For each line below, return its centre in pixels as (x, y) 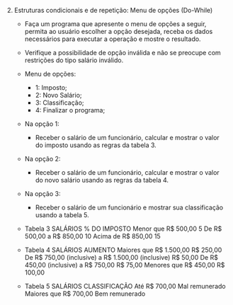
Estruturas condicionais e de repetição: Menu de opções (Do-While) (113, 10)
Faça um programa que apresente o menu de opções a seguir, (115, 24)
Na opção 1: (42, 124)
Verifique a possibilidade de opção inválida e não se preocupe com (123, 53)
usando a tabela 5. (62, 215)
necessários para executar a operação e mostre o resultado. (113, 39)
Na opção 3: (42, 194)
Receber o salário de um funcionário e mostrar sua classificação (129, 207)
